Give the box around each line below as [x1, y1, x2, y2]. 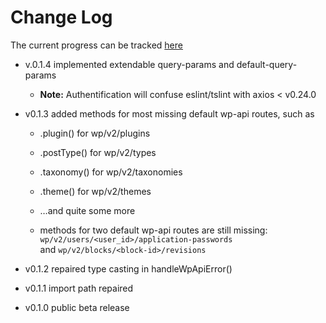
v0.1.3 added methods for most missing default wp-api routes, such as [24, 107, 315, 120]
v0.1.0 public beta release [24, 301, 130, 313]
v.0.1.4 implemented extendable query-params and [24, 58, 235, 70]
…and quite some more [39, 204, 136, 216]
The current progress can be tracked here [10, 39, 183, 51]
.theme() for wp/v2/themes [39, 185, 152, 197]
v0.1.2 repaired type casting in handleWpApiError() [24, 262, 233, 275]
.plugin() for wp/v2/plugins [39, 127, 151, 139]
